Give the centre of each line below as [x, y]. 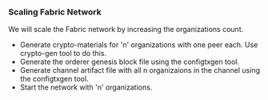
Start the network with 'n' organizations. [86, 87]
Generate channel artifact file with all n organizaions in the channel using [140, 70]
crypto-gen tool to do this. [63, 54]
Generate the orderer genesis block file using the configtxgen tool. [130, 62]
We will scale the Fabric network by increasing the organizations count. [126, 30]
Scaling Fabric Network [55, 12]
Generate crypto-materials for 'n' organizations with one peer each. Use [139, 45]
